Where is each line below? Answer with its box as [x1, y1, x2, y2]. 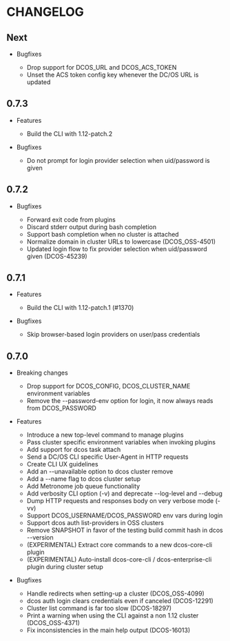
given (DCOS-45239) [26, 252, 87, 260]
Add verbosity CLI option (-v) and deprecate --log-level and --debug [26, 489, 223, 497]
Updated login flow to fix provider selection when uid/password [26, 244, 207, 253]
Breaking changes [16, 368, 68, 377]
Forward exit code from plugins [26, 215, 116, 224]
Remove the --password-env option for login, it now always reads [26, 397, 213, 405]
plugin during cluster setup [26, 563, 104, 571]
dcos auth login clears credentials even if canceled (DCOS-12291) [26, 597, 214, 605]
